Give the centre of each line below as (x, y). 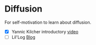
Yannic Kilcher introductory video (45, 31)
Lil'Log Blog (24, 37)
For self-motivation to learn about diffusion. (48, 22)
